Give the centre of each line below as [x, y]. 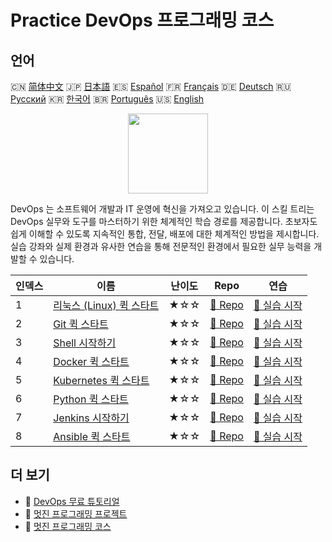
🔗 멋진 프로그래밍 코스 [68, 526]
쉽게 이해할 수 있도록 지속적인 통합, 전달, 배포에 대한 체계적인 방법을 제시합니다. [165, 234]
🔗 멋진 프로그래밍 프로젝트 [76, 513]
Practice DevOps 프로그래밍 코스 [142, 20]
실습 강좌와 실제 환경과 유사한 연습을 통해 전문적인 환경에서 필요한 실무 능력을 [161, 246]
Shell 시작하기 [85, 343]
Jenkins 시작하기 [91, 418]
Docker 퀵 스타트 [91, 361]
